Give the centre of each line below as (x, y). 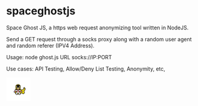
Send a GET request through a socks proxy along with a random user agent (99, 39)
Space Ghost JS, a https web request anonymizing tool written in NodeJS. (98, 28)
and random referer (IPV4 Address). (50, 46)
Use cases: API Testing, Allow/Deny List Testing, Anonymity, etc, (86, 69)
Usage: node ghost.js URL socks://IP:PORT (59, 57)
